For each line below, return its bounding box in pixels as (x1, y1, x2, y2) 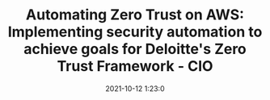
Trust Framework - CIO (57, 57, 213, 76)
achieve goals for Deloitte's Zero (23, 40, 247, 58)
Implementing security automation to (7, 23, 263, 41)
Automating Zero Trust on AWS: (26, 6, 244, 24)
